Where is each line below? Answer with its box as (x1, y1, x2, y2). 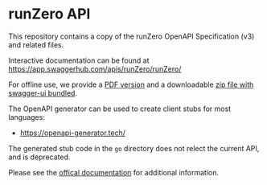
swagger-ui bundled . (8, 88, 78, 97)
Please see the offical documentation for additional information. (8, 167, 220, 177)
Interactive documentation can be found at (8, 55, 150, 65)
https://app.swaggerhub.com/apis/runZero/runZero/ (8, 64, 182, 73)
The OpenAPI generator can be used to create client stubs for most (8, 104, 232, 113)
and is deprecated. (8, 152, 71, 162)
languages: (8, 112, 46, 121)
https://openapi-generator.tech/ (19, 128, 126, 138)
